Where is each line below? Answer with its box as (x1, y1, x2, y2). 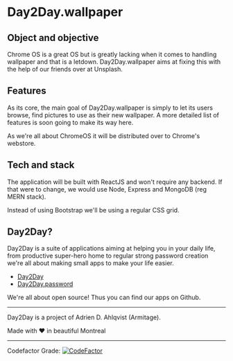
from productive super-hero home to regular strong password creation (7, 251, 209, 260)
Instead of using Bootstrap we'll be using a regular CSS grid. (7, 205, 180, 214)
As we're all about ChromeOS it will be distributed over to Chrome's (7, 131, 200, 140)
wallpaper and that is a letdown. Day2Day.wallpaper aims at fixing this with (7, 58, 221, 66)
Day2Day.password (17, 280, 74, 288)
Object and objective (7, 32, 99, 44)
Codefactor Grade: (7, 346, 61, 355)
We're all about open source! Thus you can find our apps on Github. (7, 293, 201, 302)
